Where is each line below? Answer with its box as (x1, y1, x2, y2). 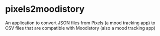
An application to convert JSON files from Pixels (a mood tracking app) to (5, 20, 156, 26)
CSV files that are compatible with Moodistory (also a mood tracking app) (5, 25, 156, 31)
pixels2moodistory (5, 3, 85, 15)
